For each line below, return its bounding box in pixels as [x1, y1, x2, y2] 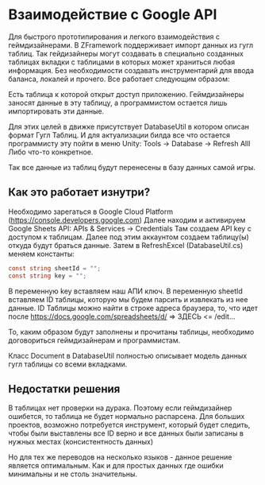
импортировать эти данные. [8, 106, 105, 116]
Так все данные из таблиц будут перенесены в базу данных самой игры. [8, 162, 256, 172]
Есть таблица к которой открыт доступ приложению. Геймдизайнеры [8, 89, 244, 99]
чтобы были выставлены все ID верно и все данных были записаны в [8, 429, 244, 438]
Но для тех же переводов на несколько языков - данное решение [8, 452, 232, 462]
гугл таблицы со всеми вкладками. [8, 359, 128, 369]
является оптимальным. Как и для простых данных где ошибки [8, 461, 224, 471]
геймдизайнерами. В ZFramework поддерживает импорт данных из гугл [8, 40, 254, 49]
